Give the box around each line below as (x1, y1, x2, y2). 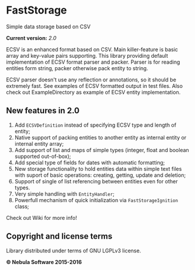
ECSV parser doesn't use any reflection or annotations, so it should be (6, 76, 176, 83)
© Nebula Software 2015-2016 (6, 258, 82, 265)
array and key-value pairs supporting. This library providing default (6, 52, 169, 59)
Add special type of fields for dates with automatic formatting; (14, 159, 165, 166)
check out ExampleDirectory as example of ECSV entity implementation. (6, 88, 181, 96)
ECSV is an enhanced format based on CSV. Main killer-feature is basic (6, 45, 178, 53)
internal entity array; (14, 140, 64, 147)
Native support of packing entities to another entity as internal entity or (14, 134, 187, 141)
